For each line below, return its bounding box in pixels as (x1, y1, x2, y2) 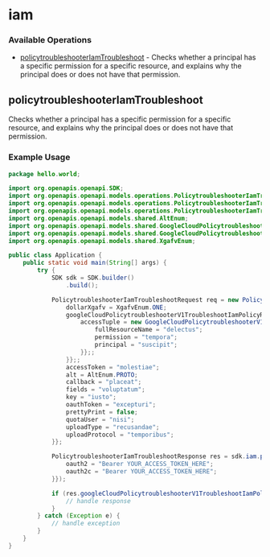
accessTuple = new (80, 318, 142, 327)
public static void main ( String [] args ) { (22, 259, 167, 267)
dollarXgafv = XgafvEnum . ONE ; (65, 303, 167, 312)
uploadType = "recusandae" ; (65, 423, 160, 431)
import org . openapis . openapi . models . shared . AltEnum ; (8, 214, 189, 222)
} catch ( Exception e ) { (37, 512, 121, 520)
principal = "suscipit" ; (94, 340, 178, 349)
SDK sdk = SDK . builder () (51, 274, 135, 283)
